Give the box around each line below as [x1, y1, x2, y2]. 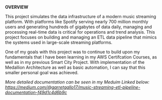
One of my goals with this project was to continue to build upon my [5, 49, 140, 55]
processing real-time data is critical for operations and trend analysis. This [5, 29, 155, 35]
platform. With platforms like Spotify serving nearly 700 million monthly [5, 19, 148, 24]
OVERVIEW [5, 4, 28, 10]
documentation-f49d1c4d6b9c [5, 90, 67, 95]
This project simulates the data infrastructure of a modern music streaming [5, 14, 157, 19]
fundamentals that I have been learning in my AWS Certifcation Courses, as [5, 54, 157, 60]
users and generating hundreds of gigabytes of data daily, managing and [5, 24, 152, 30]
